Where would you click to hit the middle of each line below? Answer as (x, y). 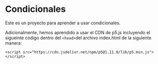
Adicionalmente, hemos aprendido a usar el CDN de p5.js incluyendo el (78, 32)
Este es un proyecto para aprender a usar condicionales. (63, 23)
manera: (14, 43)
